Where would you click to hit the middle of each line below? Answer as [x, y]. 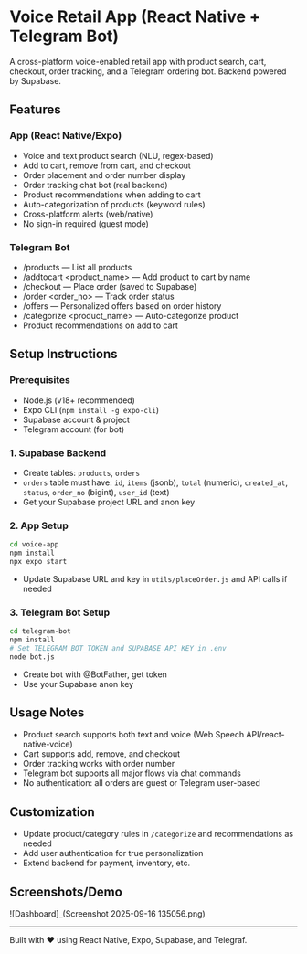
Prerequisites [40, 380]
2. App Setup [39, 525]
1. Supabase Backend [58, 452]
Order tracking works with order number [99, 764]
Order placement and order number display [104, 175]
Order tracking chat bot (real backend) [95, 185]
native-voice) [48, 744]
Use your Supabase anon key [78, 684]
